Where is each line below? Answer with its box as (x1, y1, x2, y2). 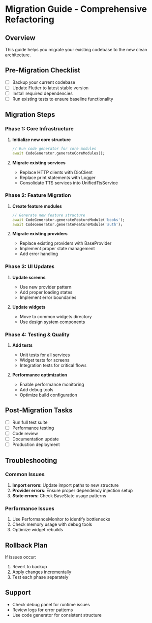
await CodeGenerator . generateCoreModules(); (12, 150, 105, 156)
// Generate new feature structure (12, 213, 86, 218)
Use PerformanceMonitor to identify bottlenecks (12, 516, 111, 522)
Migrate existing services (12, 159, 66, 166)
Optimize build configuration (19, 392, 78, 398)
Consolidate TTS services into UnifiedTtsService (19, 180, 118, 185)
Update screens (12, 274, 46, 280)
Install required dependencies (12, 90, 73, 96)
